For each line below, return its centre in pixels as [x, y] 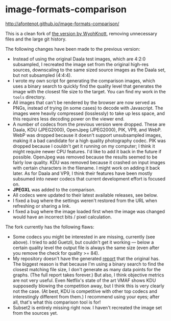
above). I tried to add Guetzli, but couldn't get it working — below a [83, 242]
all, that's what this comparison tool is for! [57, 302]
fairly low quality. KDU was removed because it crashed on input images [89, 162]
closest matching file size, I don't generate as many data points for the [87, 269]
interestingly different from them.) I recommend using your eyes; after [86, 296]
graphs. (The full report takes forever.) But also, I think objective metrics [88, 275]
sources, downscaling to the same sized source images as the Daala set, [89, 70]
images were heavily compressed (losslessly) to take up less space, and [89, 113]
